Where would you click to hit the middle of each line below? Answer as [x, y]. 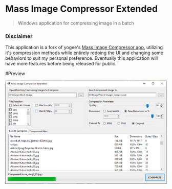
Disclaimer [19, 36]
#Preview [15, 74]
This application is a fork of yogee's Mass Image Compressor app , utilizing [84, 48]
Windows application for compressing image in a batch [76, 23]
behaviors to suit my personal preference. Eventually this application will [82, 58]
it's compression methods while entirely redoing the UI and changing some [84, 53]
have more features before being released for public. [61, 64]
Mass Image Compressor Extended [81, 9]
